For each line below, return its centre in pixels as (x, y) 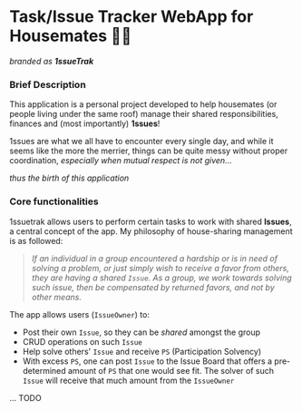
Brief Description (48, 84)
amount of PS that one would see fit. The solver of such (171, 370)
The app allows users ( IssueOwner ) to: (79, 314)
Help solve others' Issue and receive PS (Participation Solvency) (141, 351)
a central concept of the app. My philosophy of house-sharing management (151, 231)
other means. (56, 297)
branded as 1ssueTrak (52, 61)
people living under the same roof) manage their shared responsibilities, (144, 114)
